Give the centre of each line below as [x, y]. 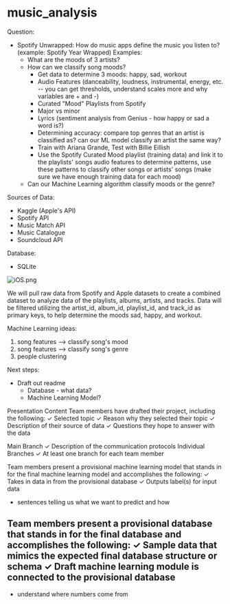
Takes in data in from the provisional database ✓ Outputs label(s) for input [112, 481]
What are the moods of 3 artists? [73, 59]
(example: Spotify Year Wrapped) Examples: [80, 52]
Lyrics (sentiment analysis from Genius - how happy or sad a [123, 118]
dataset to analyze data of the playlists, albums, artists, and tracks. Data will [114, 300]
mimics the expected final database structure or [112, 556]
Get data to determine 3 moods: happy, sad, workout [112, 74]
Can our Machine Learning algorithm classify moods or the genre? [121, 184]
